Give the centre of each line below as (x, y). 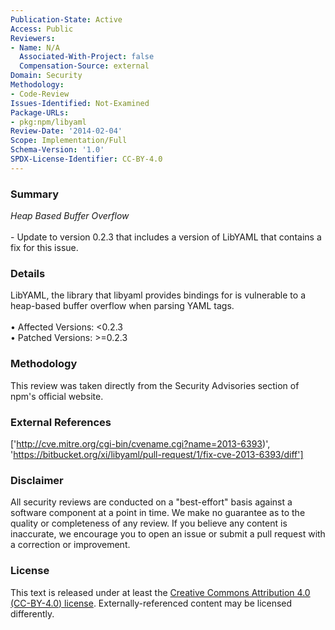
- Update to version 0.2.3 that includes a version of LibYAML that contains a (166, 237)
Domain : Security (46, 76)
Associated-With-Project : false (87, 57)
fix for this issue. (44, 248)
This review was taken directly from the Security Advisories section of (155, 385)
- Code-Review (40, 94)
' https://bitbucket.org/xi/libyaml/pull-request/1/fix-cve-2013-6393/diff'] (157, 454)
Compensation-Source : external (84, 66)
